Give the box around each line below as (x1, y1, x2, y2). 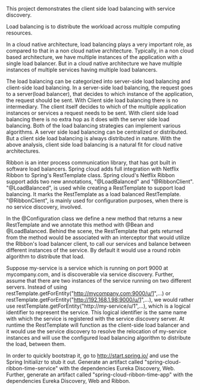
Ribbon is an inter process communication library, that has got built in (6, 159, 177, 166)
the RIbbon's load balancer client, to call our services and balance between (6, 240, 191, 247)
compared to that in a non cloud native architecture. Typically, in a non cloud (6, 47, 194, 54)
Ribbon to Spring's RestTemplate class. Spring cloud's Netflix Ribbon (6, 172, 175, 178)
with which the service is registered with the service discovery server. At (6, 315, 185, 322)
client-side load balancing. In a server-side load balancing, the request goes (6, 84, 193, 91)
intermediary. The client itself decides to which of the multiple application (6, 103, 186, 110)
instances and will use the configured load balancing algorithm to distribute (6, 334, 191, 341)
